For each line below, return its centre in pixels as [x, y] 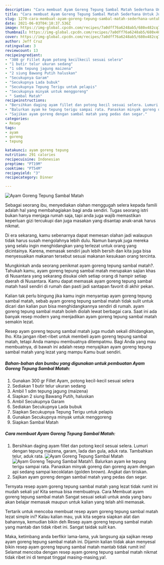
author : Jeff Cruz [24, 42]
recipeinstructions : [26, 101]
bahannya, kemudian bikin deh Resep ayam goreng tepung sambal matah [79, 522]
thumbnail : [16, 32]
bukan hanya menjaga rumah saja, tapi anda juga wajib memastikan [73, 216]
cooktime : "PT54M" [24, 168]
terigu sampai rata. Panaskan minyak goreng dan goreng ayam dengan [83, 467]
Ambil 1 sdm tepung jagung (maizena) [50, 391]
